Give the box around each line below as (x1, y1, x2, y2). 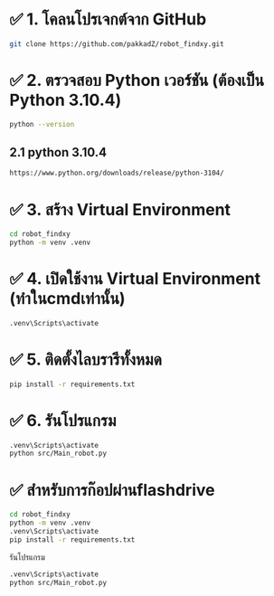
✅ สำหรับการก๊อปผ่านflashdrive (9, 479, 215, 500)
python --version (9, 119, 75, 128)
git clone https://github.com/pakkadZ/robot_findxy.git (9, 39, 224, 49)
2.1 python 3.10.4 (9, 145, 108, 160)
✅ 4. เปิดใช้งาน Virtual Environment (9, 269, 260, 289)
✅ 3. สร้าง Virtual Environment (9, 199, 231, 220)
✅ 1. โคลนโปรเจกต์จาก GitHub (9, 9, 207, 30)
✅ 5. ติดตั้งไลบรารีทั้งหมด (9, 349, 163, 370)
